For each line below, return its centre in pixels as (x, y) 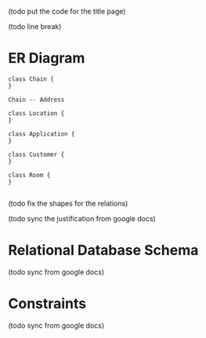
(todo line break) (35, 26)
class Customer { (36, 154)
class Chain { (31, 79)
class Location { (36, 113)
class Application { (42, 134)
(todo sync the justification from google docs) (82, 218)
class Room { (29, 175)
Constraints (47, 304)
